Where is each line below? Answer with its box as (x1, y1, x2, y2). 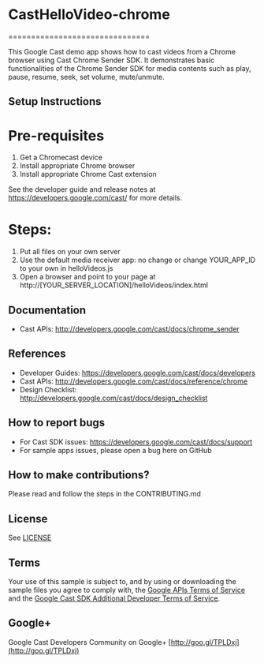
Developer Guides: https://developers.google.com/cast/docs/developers (19, 368, 256, 377)
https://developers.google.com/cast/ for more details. (8, 193, 183, 203)
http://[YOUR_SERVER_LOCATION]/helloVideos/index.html (19, 280, 209, 290)
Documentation (8, 303, 87, 317)
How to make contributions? (8, 468, 150, 482)
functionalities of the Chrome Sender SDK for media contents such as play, (8, 63, 251, 73)
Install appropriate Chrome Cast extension (19, 170, 158, 179)
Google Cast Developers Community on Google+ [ (8, 637, 172, 646)
